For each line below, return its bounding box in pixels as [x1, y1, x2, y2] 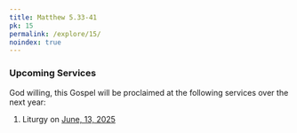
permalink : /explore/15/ [9, 29, 101, 38]
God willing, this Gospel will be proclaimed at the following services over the [9, 87, 289, 98]
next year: [9, 97, 46, 107]
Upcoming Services [9, 67, 96, 80]
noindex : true [9, 37, 62, 47]
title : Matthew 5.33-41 [9, 12, 98, 22]
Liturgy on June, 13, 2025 [21, 113, 116, 124]
